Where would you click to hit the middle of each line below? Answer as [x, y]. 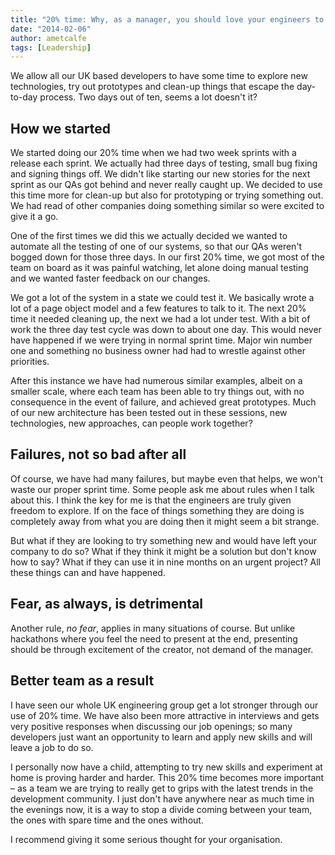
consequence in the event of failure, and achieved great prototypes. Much [163, 402]
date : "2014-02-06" [51, 29]
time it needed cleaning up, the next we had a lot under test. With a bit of [160, 319]
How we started [61, 128]
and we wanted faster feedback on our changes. [110, 278]
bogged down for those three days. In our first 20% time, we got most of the [167, 257]
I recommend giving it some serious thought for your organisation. [146, 839]
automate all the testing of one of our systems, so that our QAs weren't [156, 247]
